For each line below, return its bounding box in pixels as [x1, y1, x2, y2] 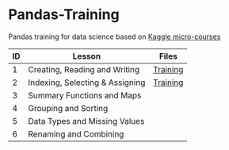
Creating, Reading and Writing [28, 63, 140, 75]
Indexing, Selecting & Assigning [28, 77, 146, 88]
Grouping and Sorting [28, 102, 109, 113]
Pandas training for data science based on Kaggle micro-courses [8, 32, 221, 41]
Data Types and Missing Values [28, 115, 145, 126]
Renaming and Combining [28, 129, 124, 140]
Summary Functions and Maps [28, 90, 142, 101]
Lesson [72, 50, 101, 61]
